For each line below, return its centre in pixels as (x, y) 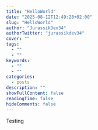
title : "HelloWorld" (31, 11)
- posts (21, 83)
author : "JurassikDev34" (36, 28)
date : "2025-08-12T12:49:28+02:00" (49, 17)
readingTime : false (30, 98)
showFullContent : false (35, 93)
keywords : (18, 60)
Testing (15, 121)
